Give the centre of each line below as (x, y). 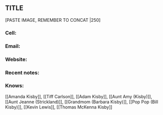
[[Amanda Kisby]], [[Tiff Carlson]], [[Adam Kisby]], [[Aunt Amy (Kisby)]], (79, 96)
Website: (16, 59)
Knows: (15, 86)
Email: (13, 46)
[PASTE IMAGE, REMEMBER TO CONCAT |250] (53, 20)
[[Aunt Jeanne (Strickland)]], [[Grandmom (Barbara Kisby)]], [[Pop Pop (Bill (82, 102)
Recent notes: (22, 73)
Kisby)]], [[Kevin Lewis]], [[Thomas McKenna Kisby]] (59, 107)
